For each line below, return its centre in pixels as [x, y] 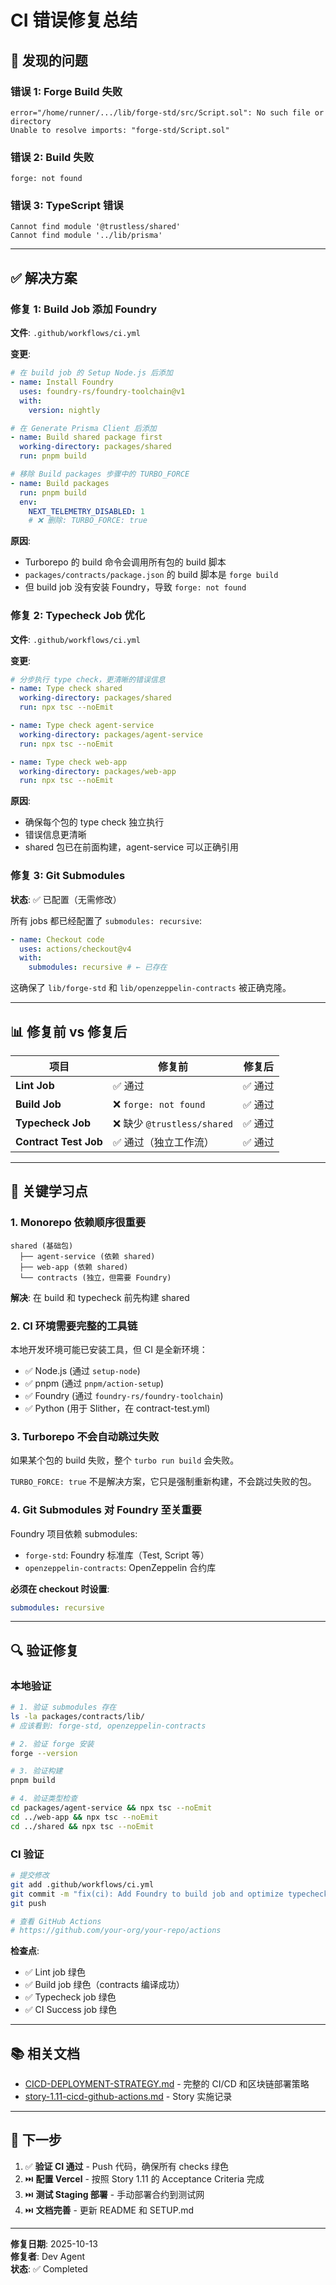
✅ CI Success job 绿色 [70, 2010]
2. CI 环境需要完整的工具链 [74, 1326]
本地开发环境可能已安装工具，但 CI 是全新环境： [109, 1349]
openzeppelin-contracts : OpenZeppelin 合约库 [120, 1567]
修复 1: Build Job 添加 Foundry [84, 309]
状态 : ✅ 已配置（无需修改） [66, 899]
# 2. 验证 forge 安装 [52, 1744]
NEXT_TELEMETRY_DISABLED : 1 [86, 511]
